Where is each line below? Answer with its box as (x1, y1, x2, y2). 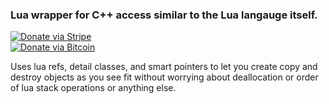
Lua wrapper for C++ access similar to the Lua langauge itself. (10, 8, 318, 22)
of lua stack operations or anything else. (10, 82, 177, 94)
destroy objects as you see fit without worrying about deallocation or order (10, 71, 319, 83)
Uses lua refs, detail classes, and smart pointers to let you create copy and (10, 61, 318, 73)
